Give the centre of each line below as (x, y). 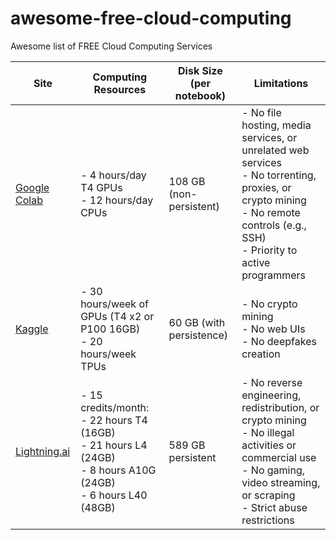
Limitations (281, 83)
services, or (269, 137)
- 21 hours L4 (114, 445)
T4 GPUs (101, 187)
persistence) (198, 335)
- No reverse (272, 382)
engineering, (271, 395)
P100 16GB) (110, 329)
